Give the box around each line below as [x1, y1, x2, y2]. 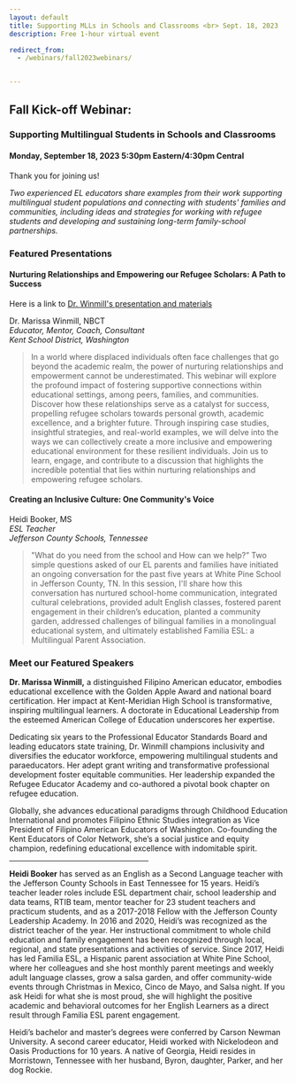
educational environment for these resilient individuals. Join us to [30, 445, 269, 456]
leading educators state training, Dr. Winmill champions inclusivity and [9, 741, 265, 752]
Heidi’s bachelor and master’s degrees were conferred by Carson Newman [9, 1027, 281, 1038]
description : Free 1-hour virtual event [9, 29, 161, 38]
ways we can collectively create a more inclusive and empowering [30, 436, 272, 447]
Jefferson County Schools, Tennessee [9, 533, 148, 543]
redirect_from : [9, 45, 65, 54]
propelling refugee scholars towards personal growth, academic [30, 408, 265, 418]
